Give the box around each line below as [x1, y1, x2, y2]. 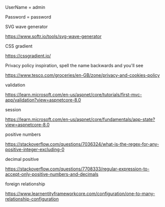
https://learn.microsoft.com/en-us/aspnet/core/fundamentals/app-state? [5, 116, 155, 122]
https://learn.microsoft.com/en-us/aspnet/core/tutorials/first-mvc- [5, 92, 142, 97]
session [5, 107, 21, 112]
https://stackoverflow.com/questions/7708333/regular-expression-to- [5, 166, 150, 172]
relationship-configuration [5, 196, 59, 202]
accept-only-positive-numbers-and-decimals [5, 171, 98, 177]
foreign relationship [5, 181, 45, 187]
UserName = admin [5, 5, 45, 10]
